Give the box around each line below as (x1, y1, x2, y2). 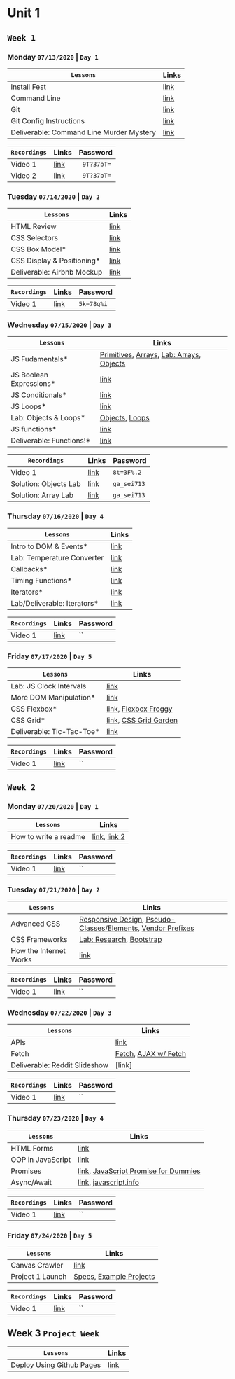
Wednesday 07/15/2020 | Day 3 (7, 320, 112, 330)
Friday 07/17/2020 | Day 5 (7, 651, 92, 661)
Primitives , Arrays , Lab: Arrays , (99, 350, 201, 360)
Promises (10, 1166, 42, 1176)
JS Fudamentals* (10, 354, 69, 364)
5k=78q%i (78, 300, 108, 308)
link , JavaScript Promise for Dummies (77, 1166, 201, 1176)
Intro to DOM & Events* (10, 541, 88, 551)
